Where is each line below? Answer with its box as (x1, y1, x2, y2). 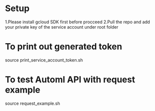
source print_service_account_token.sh (5, 57, 83, 63)
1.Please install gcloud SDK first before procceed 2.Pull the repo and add (5, 19, 150, 25)
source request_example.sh (5, 100, 61, 106)
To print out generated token (5, 41, 123, 52)
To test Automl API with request (5, 74, 136, 85)
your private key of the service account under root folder (5, 24, 119, 30)
